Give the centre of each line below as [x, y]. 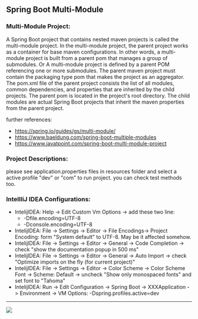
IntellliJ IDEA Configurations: [49, 199]
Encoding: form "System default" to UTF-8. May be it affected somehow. [103, 237]
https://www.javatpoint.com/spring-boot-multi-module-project [90, 143]
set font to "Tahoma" [40, 281]
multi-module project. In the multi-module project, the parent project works [97, 45]
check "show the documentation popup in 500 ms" [77, 250]
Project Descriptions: [37, 158]
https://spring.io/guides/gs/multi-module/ [65, 131]
